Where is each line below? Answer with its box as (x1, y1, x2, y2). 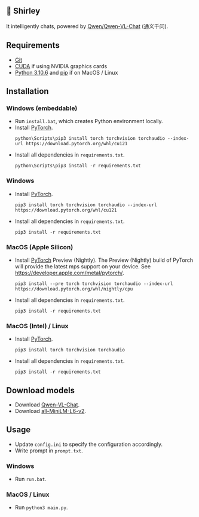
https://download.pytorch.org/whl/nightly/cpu (14, 286, 133, 292)
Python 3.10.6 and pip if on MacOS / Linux (14, 69, 118, 76)
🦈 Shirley (6, 6, 41, 16)
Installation (6, 86, 49, 96)
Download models (6, 385, 75, 395)
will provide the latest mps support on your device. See (14, 262, 151, 270)
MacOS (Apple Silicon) (6, 243, 74, 251)
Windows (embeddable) (6, 104, 78, 112)
